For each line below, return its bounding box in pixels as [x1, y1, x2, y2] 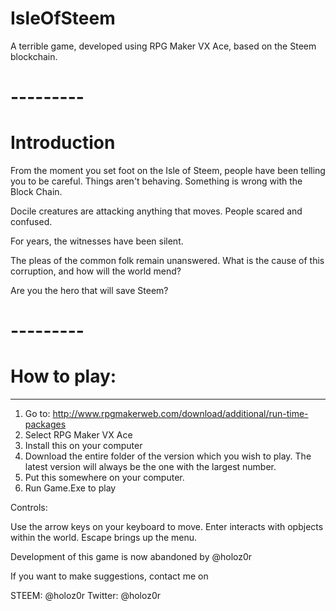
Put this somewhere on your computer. [24, 472, 185, 484]
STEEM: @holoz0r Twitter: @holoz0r [10, 590, 161, 602]
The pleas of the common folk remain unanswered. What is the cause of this [10, 255, 325, 267]
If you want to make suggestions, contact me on [10, 570, 209, 582]
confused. [10, 216, 53, 228]
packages [24, 418, 67, 431]
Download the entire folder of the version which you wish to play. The [24, 450, 312, 462]
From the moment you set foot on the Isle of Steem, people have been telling [10, 165, 326, 177]
